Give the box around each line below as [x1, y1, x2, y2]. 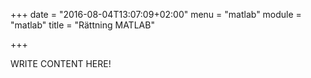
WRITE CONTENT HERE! [10, 58, 112, 69]
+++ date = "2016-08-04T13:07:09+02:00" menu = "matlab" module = [10, 9, 302, 20]
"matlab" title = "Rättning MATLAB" [10, 19, 155, 31]
